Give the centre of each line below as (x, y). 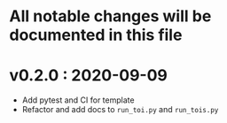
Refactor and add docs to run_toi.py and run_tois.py (120, 110)
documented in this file (96, 35)
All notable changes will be (110, 16)
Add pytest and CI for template (78, 100)
